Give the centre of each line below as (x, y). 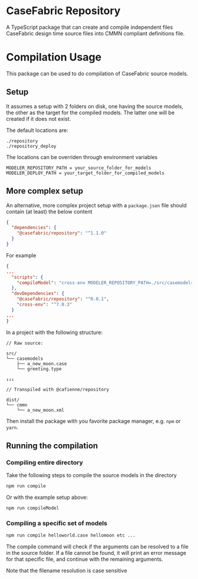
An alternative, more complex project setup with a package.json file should (96, 205)
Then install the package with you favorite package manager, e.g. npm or (93, 421)
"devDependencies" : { (38, 294)
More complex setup (45, 191)
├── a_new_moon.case (42, 363)
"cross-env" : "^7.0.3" (44, 305)
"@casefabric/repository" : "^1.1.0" (62, 233)
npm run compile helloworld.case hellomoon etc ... (71, 535)
